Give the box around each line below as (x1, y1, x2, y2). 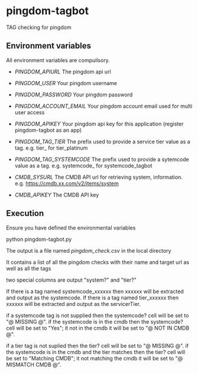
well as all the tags (6, 265, 51, 272)
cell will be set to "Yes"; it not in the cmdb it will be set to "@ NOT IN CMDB (6, 324, 190, 331)
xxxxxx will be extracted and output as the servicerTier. (6, 300, 141, 307)
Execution (6, 208, 44, 218)
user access (14, 108, 45, 116)
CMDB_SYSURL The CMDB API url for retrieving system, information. (14, 173, 183, 180)
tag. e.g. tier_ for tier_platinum (14, 144, 88, 151)
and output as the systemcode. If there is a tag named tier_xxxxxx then (6, 294, 179, 301)
